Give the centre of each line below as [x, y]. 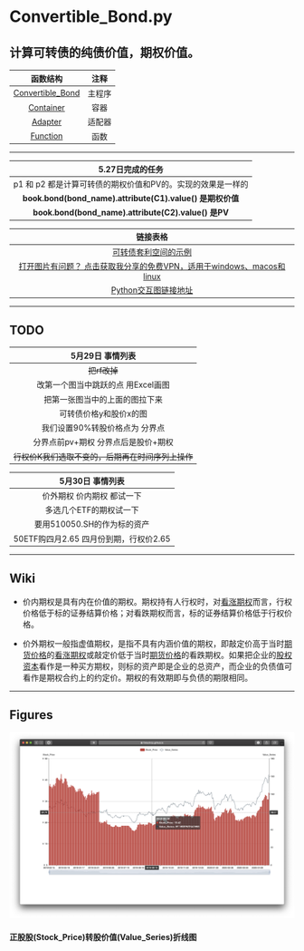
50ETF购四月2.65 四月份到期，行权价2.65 [92, 539]
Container [47, 107]
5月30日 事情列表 [92, 480]
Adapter [46, 121]
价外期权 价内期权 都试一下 [92, 495]
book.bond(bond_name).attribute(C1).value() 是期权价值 [131, 198]
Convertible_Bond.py [91, 17]
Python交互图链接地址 [152, 290]
